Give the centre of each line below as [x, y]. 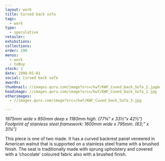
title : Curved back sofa [30, 14]
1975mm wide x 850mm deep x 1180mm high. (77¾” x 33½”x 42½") [74, 119]
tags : [11, 19]
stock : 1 [14, 69]
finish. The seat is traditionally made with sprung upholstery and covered [79, 149]
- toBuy [17, 64]
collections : [18, 46]
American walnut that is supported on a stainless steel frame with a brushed [82, 144]
